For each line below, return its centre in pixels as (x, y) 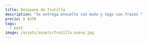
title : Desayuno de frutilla (35, 10)
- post (16, 28)
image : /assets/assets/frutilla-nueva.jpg (49, 33)
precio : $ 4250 (21, 19)
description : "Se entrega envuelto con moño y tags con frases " (74, 14)
